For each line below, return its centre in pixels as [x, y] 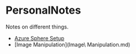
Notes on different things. [37, 27]
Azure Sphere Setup [39, 38]
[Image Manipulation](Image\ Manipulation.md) [72, 45]
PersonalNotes [43, 10]
